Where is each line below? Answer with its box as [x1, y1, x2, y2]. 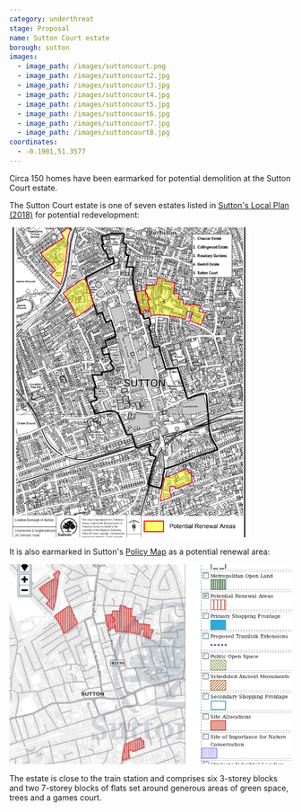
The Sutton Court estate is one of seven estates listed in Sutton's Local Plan [9, 199, 289, 210]
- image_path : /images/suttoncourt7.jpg [17, 119, 170, 128]
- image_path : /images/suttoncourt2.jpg [17, 72, 170, 81]
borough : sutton [9, 43, 70, 52]
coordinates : [9, 137, 58, 147]
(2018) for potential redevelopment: [9, 209, 141, 220]
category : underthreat [9, 14, 94, 23]
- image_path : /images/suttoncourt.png [17, 62, 167, 71]
